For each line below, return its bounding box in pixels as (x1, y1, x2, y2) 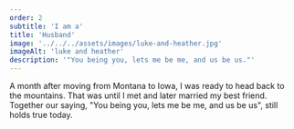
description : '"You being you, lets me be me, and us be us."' (9, 55, 256, 64)
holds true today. (9, 110, 73, 120)
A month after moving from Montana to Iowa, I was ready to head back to (9, 81, 285, 91)
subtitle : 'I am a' (9, 22, 84, 31)
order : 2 (9, 13, 43, 23)
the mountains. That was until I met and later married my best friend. (9, 90, 268, 101)
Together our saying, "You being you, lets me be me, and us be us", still (9, 100, 278, 110)
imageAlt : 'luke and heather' (9, 47, 125, 56)
